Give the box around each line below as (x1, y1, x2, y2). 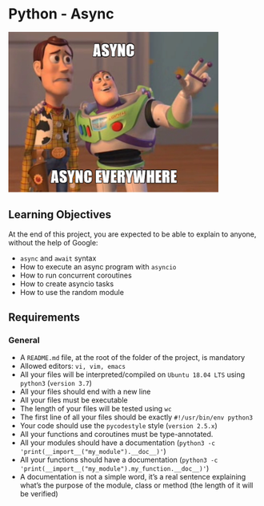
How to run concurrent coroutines (19, 270, 132, 280)
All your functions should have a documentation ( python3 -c (19, 455, 218, 465)
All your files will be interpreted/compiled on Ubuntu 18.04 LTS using (19, 370, 246, 379)
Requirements (8, 310, 80, 325)
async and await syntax (19, 253, 97, 263)
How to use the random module (19, 287, 124, 297)
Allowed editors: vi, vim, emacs (19, 362, 126, 371)
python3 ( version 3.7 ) (19, 378, 92, 388)
